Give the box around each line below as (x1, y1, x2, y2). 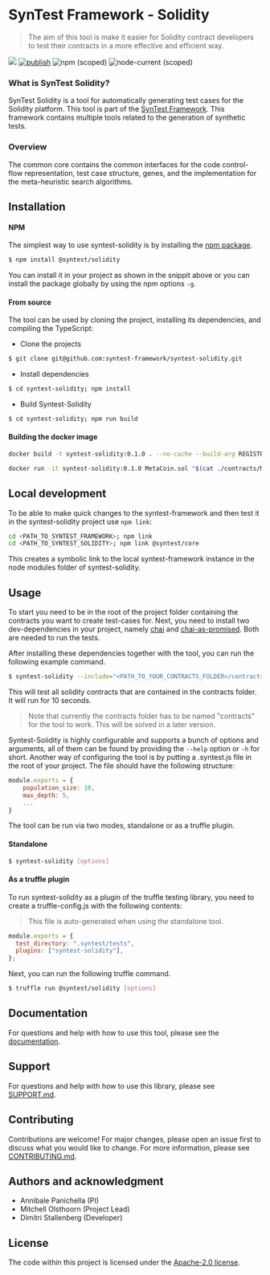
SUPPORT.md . (8, 1089, 56, 1099)
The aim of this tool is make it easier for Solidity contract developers (27, 32, 255, 42)
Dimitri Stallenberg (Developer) (19, 1213, 123, 1223)
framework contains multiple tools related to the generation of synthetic (8, 112, 246, 122)
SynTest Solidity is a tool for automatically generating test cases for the (8, 96, 243, 105)
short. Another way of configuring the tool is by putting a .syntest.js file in (8, 753, 252, 762)
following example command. (8, 657, 106, 667)
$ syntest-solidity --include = (8, 672, 113, 680)
